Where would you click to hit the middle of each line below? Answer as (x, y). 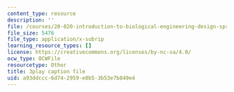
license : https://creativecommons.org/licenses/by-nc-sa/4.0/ (99, 53)
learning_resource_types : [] (49, 46)
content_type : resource (42, 13)
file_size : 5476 (31, 33)
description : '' (31, 20)
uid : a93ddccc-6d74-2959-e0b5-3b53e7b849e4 (71, 78)
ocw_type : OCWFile (34, 59)
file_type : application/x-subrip (56, 39)
